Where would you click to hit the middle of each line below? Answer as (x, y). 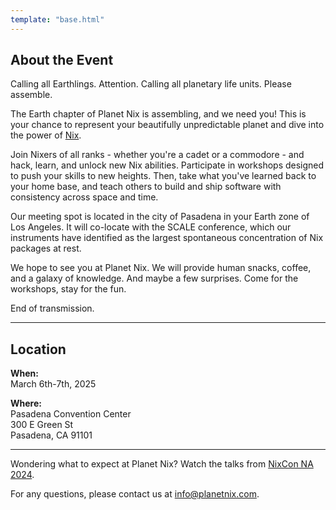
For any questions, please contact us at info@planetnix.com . (135, 494)
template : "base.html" (57, 19)
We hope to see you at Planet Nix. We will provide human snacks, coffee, (161, 268)
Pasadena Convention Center (71, 414)
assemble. (31, 95)
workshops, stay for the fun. (68, 289)
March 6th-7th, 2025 (53, 384)
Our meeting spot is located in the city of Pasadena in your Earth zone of (160, 217)
